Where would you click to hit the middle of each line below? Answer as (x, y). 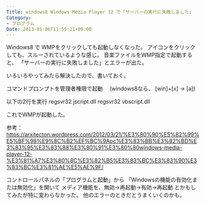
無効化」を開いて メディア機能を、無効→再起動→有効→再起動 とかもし (106, 187)
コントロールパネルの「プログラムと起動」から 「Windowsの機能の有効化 (99, 180)
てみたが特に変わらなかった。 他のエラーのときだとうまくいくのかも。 (96, 195)
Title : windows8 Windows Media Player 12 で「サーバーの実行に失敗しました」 (100, 12)
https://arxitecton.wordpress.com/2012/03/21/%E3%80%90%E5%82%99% (103, 135)
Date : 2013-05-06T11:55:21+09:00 (49, 29)
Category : (19, 18)
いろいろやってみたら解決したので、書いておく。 (68, 76)
